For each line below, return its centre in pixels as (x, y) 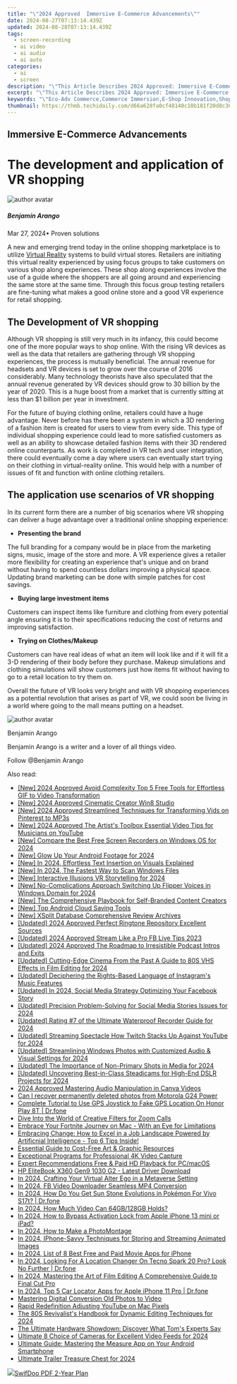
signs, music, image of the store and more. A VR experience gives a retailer (117, 554)
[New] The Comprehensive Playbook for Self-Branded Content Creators (122, 900)
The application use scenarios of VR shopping (111, 495)
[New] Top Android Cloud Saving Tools (74, 908)
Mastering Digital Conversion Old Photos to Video (90, 1298)
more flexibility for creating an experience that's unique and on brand (108, 562)
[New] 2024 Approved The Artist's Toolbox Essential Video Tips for (115, 825)
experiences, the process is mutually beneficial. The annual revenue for (111, 361)
